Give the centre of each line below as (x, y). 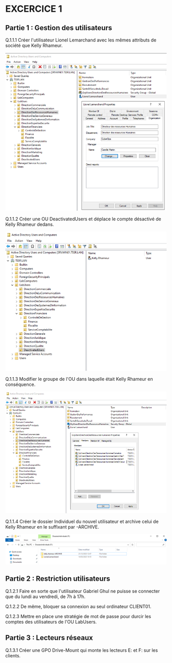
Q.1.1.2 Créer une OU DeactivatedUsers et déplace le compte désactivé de (83, 219)
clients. (13, 655)
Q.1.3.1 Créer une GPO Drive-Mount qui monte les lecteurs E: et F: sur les (82, 650)
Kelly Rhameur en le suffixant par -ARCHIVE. (52, 527)
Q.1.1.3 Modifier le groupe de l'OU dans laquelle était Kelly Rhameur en (79, 379)
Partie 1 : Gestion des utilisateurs (59, 28)
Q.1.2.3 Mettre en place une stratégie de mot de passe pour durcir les (78, 616)
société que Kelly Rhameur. (34, 45)
